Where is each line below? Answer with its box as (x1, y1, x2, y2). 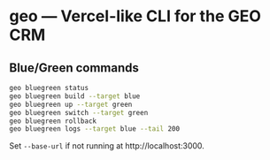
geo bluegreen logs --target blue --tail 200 (9, 125, 180, 133)
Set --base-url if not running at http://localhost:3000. (9, 141, 205, 151)
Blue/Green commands (9, 60, 140, 75)
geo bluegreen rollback (9, 117, 97, 126)
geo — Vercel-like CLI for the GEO (9, 6, 261, 27)
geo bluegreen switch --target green (9, 108, 149, 117)
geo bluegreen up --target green (9, 100, 133, 109)
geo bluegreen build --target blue (9, 91, 141, 101)
